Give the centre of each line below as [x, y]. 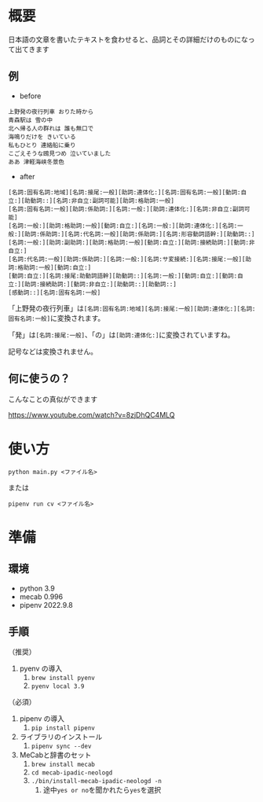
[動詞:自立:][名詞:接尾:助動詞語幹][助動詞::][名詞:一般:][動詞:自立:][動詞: [123, 276]
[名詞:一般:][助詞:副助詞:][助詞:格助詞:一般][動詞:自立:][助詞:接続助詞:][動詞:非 [131, 242]
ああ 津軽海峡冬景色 [37, 162]
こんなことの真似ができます [53, 399]
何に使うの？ [39, 379]
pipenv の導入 [42, 719]
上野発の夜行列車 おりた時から [51, 112]
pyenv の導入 [41, 668]
